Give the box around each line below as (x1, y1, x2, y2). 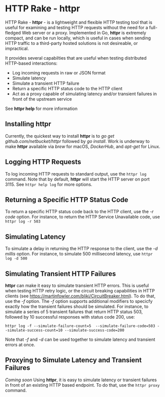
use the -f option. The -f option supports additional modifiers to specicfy (5, 298, 153, 304)
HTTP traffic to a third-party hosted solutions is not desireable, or (5, 40, 138, 46)
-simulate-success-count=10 (5, 328, 63, 333)
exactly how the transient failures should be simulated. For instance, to (5, 304, 149, 309)
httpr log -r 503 (5, 219, 41, 224)
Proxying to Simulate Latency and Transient (5, 356, 142, 364)
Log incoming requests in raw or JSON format (12, 70, 106, 75)
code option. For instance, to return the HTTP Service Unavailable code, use (5, 214, 160, 220)
